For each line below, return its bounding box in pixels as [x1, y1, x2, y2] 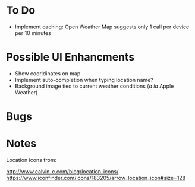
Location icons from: [6, 157, 57, 163]
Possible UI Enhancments [6, 50, 135, 64]
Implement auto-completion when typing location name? [14, 76, 153, 83]
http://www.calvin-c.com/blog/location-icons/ [6, 168, 119, 175]
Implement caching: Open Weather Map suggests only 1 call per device [14, 23, 190, 30]
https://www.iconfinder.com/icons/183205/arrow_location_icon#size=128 [6, 175, 186, 181]
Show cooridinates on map [14, 69, 81, 77]
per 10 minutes [14, 29, 52, 36]
